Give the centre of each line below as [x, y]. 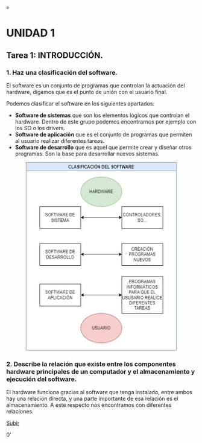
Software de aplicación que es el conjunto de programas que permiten [103, 134]
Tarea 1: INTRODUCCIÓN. [55, 55]
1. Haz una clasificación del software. [62, 72]
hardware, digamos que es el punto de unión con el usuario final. [87, 92]
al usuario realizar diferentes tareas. [60, 140]
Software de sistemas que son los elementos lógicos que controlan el [102, 115]
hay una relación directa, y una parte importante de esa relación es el [92, 399]
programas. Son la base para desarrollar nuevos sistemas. [87, 154]
